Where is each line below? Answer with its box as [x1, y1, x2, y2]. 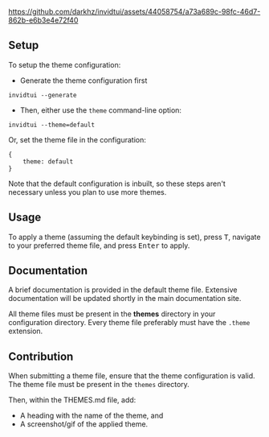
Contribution [8, 349, 74, 363]
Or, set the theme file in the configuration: [8, 134, 147, 144]
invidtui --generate [8, 91, 78, 99]
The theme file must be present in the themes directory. [8, 380, 190, 390]
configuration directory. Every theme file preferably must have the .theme [8, 318, 251, 328]
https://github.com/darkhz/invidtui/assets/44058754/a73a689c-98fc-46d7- [8, 7, 261, 16]
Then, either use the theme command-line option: [19, 105, 182, 115]
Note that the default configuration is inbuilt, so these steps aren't [8, 179, 226, 188]
